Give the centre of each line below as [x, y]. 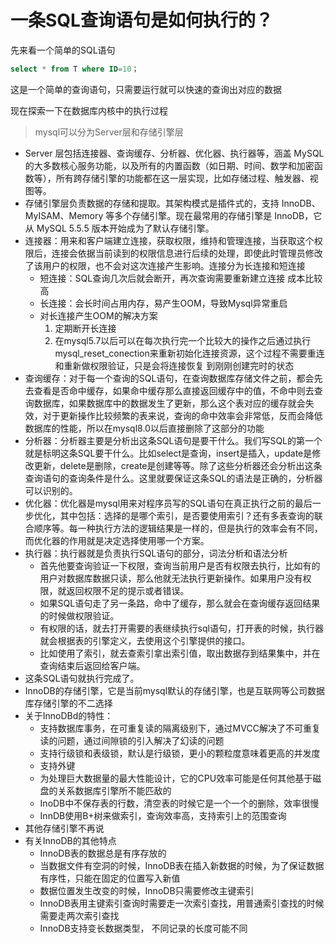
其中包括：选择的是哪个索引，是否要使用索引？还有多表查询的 [187, 515]
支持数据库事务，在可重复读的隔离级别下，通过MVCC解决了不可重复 [180, 728]
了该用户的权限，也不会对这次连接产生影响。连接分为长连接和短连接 [165, 265]
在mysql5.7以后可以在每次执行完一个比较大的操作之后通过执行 [183, 340]
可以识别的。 [51, 490]
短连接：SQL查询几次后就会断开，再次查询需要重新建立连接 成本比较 [181, 278]
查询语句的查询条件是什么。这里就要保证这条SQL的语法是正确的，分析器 [173, 478]
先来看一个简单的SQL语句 [63, 50]
